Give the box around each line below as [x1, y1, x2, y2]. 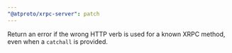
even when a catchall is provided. [7, 37, 109, 46]
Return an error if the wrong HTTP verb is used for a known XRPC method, [7, 30, 226, 38]
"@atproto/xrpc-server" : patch [7, 10, 100, 18]
